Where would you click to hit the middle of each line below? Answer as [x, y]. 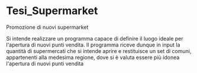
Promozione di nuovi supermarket [47, 27]
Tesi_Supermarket [52, 11]
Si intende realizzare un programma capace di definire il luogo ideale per [95, 38]
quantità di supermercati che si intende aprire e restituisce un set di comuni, [99, 51]
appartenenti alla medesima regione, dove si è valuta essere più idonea [93, 57]
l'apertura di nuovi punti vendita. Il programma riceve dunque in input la [93, 45]
